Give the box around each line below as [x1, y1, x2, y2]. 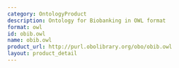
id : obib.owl [7, 30, 46, 38]
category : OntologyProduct [7, 10, 87, 18]
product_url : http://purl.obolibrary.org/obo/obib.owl [7, 43, 173, 50]
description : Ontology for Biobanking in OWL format [7, 17, 166, 24]
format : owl [7, 23, 42, 30]
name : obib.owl [7, 37, 52, 44]
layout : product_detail [7, 50, 78, 57]
